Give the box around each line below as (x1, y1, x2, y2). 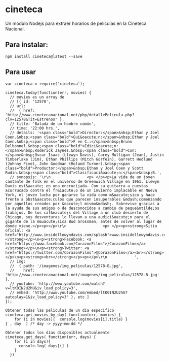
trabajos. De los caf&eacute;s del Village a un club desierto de (5, 210, 148, 215)
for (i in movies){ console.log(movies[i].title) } (14, 316, 128, 322)
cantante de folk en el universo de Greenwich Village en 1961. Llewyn (5, 179, 159, 184)
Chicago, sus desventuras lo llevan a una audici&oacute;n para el (5, 214, 151, 219)
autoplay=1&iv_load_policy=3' (5, 294, 69, 300)
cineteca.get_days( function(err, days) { (5, 334, 96, 340)
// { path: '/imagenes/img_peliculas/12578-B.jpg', (10, 263, 123, 269)
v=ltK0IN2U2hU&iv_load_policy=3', (5, 285, 78, 290)
